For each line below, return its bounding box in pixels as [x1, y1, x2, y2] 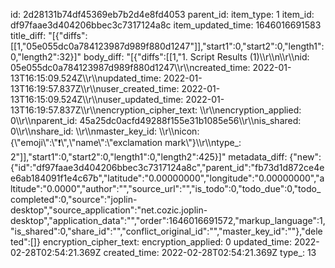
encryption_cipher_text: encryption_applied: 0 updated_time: [42, 236, 292, 248]
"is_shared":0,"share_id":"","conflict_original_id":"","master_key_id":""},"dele [10, 225, 323, 237]
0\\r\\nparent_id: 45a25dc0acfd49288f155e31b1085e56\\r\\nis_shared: [10, 115, 302, 126]
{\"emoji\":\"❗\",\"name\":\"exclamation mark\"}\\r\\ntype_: [10, 137, 242, 148]
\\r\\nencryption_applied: [199, 104, 302, 116]
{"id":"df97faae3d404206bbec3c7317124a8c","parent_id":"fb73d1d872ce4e [10, 162, 325, 173]
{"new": [289, 151, 322, 163]
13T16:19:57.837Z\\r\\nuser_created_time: [10, 83, 180, 94]
